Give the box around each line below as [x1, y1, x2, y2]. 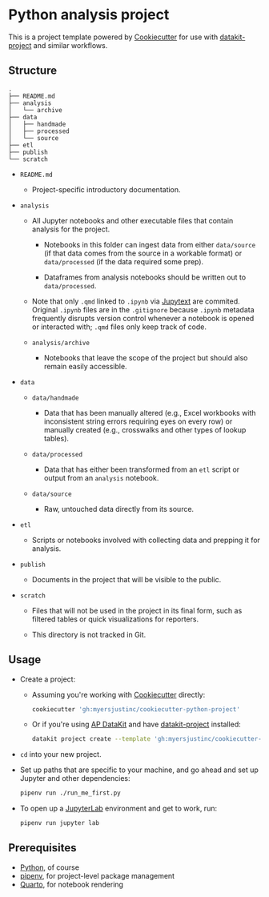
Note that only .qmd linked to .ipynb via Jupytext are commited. [31, 296, 240, 306]
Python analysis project [8, 6, 170, 24]
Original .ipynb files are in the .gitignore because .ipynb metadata [31, 304, 255, 314]
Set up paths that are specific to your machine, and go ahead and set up [19, 765, 259, 774]
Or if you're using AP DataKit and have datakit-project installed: [31, 719, 242, 730]
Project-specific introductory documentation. [31, 184, 182, 194]
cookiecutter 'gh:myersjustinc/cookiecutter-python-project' [31, 705, 240, 714]
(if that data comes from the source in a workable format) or [43, 248, 243, 258]
